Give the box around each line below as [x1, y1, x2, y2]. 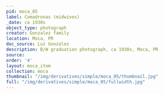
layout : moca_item [6, 62, 51, 69]
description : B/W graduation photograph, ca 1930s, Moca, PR [6, 47, 159, 53]
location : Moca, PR [6, 36, 54, 41]
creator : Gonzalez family [6, 30, 69, 36]
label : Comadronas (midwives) [6, 14, 80, 20]
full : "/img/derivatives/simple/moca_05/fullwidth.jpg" [6, 79, 145, 85]
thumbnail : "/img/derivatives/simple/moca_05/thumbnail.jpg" [6, 74, 159, 79]
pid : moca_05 [6, 8, 38, 15]
